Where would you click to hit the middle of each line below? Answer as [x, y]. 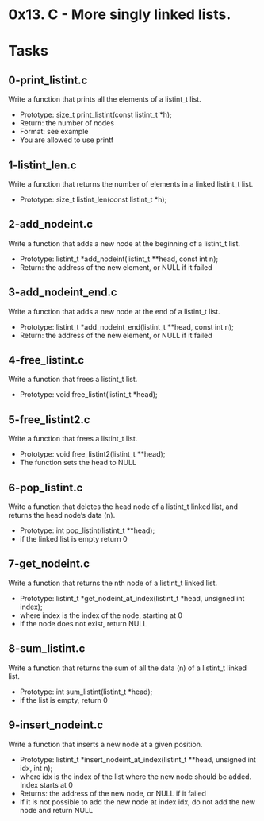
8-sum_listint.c [47, 649]
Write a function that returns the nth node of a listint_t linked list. [113, 583]
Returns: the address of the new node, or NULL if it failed [113, 793]
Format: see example [54, 132]
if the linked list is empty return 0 [74, 539]
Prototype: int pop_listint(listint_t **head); [87, 530]
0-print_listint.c [48, 80]
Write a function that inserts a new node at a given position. [105, 744]
